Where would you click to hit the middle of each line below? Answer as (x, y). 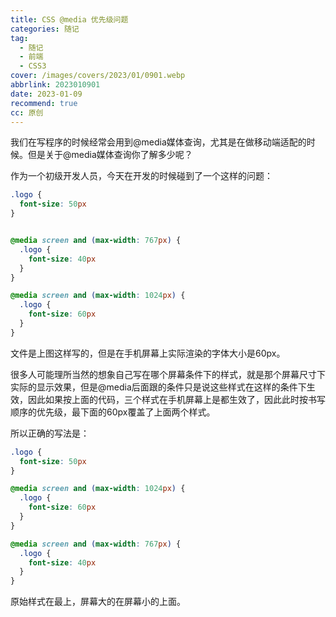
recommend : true (44, 103)
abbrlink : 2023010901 (55, 85)
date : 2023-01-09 (46, 94)
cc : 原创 (27, 112)
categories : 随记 (45, 29)
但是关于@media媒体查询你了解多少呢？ (110, 155)
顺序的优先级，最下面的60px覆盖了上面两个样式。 (113, 412)
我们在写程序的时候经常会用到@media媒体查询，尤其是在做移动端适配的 (158, 142)
